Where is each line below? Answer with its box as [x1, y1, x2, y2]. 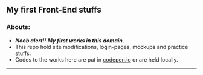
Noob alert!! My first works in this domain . [14, 36, 124, 44]
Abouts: [6, 23, 31, 31]
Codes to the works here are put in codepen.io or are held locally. [14, 56, 178, 63]
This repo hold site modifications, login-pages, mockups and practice [14, 43, 188, 50]
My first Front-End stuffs [6, 5, 101, 15]
